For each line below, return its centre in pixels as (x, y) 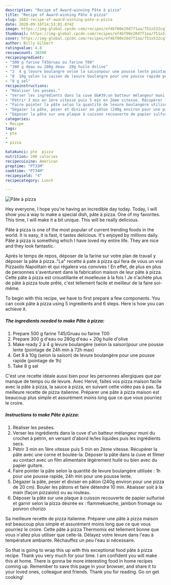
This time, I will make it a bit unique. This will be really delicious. (72, 220)
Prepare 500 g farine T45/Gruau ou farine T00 (61, 334)
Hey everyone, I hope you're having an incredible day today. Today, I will (81, 209)
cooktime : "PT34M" (25, 171)
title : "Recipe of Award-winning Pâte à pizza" (57, 15)
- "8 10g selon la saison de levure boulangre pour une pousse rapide (83, 76)
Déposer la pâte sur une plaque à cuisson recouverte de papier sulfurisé (89, 498)
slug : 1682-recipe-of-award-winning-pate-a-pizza (59, 19)
